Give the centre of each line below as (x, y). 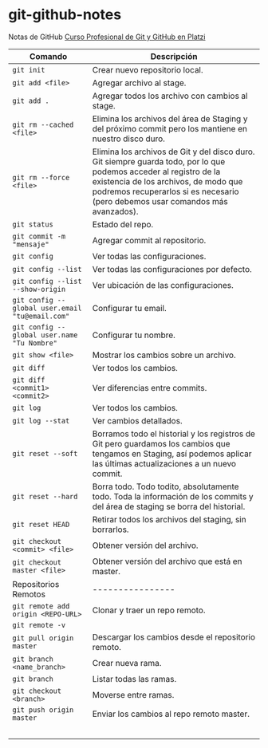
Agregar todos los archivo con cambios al (170, 96)
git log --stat (41, 421)
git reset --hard (45, 496)
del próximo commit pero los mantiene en (169, 128)
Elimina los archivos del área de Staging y (170, 119)
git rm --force (41, 177)
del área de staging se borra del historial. (169, 506)
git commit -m (39, 236)
